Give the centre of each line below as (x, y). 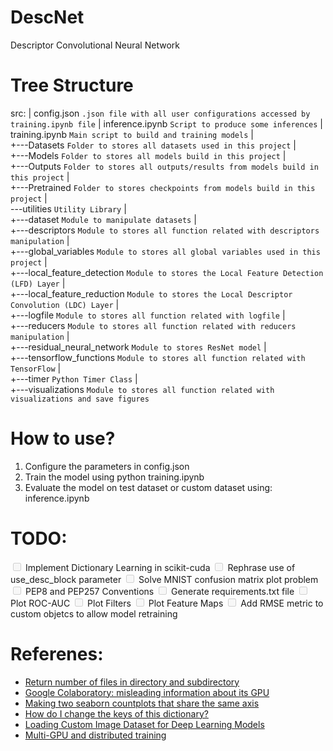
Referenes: (57, 653)
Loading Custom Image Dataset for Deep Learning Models (144, 724)
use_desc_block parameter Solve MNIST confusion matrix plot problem (164, 579)
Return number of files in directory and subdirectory (132, 682)
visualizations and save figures (80, 399)
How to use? (63, 438)
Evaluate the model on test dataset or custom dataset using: (148, 487)
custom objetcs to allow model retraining (94, 613)
